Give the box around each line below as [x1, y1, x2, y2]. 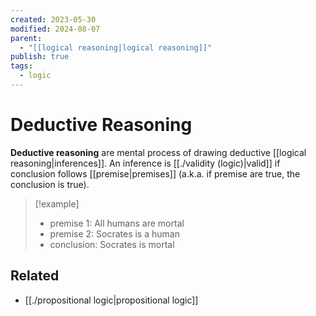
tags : [10, 61, 33, 71]
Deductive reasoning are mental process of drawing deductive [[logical [10, 146, 307, 158]
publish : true [10, 52, 70, 62]
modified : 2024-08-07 [10, 24, 101, 34]
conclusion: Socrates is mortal [49, 238, 175, 250]
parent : [10, 33, 43, 43]
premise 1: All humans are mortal [49, 217, 185, 229]
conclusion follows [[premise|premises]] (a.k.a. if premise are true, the [10, 167, 301, 180]
